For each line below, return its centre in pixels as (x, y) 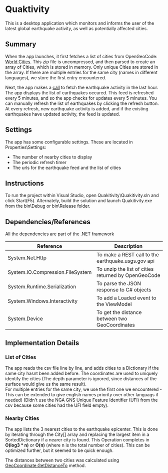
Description (128, 246)
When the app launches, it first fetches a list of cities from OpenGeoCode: (81, 56)
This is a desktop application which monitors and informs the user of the (80, 23)
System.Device (25, 319)
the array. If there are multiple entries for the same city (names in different (81, 72)
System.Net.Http (27, 258)
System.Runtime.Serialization (42, 287)
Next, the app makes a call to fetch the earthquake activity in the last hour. (82, 87)
